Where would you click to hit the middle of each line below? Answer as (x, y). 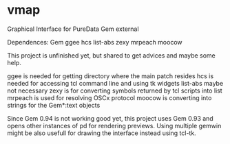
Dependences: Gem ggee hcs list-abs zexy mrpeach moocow (95, 42)
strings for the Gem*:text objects (54, 105)
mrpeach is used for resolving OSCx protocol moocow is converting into (109, 97)
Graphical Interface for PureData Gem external (73, 29)
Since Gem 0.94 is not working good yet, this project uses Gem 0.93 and (110, 118)
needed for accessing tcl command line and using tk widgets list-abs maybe (115, 83)
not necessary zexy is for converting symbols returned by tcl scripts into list (115, 91)
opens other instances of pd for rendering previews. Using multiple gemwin (114, 125)
